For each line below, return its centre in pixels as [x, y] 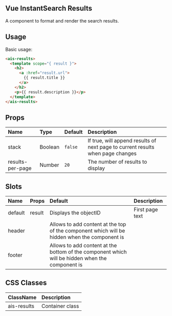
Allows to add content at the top [88, 224]
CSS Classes [26, 283]
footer [15, 255]
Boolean [50, 147]
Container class [60, 306]
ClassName [22, 297]
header [17, 231]
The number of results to [117, 162]
